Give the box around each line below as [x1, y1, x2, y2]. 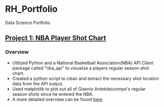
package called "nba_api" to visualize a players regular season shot [12, 65, 149, 71]
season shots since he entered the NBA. [12, 91, 94, 97]
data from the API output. [12, 80, 64, 86]
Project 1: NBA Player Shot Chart [5, 34, 107, 42]
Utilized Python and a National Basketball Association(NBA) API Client [12, 60, 154, 66]
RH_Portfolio [5, 3, 58, 15]
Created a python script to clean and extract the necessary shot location [12, 75, 159, 81]
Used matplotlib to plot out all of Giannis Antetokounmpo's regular [12, 86, 146, 92]
